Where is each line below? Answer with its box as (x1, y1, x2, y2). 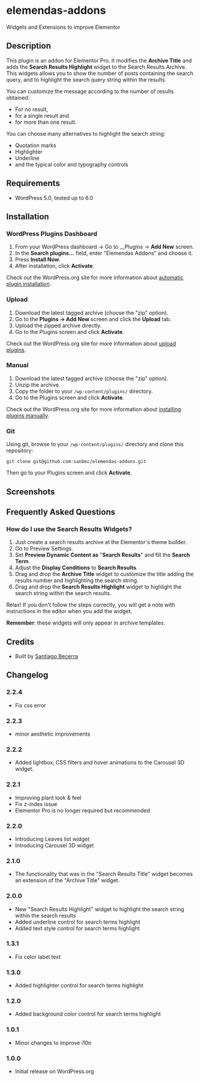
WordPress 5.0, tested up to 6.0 (14, 194, 94, 201)
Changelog (6, 670, 49, 680)
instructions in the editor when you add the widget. (6, 608, 132, 615)
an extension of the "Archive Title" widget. (14, 877, 120, 884)
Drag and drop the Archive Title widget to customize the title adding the (14, 571, 194, 578)
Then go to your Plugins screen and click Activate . (6, 469, 132, 476)
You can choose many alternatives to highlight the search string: (6, 130, 166, 137)
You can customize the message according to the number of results (6, 88, 174, 95)
